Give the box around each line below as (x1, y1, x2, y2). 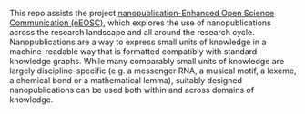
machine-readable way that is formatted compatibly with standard (9, 46, 258, 57)
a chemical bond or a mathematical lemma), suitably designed (9, 75, 243, 85)
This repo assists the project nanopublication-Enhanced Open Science (9, 8, 275, 18)
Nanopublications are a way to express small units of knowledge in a (9, 36, 267, 47)
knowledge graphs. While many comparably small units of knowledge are (9, 56, 285, 66)
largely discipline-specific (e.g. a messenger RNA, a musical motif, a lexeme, (9, 65, 297, 76)
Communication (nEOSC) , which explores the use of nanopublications (9, 17, 271, 28)
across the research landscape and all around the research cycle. (9, 27, 255, 37)
